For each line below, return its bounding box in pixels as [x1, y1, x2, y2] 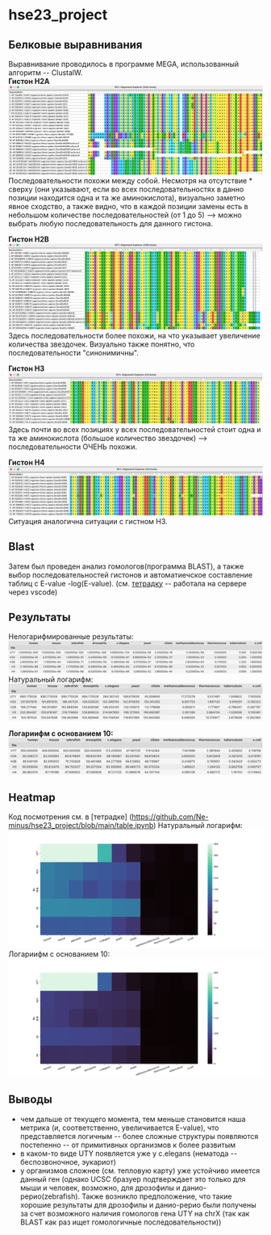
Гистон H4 [8, 458, 45, 468]
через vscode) [8, 587, 58, 597]
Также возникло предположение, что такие [81, 1191, 232, 1201]
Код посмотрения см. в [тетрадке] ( [8, 812, 132, 821]
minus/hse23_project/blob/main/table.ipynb [8, 821, 154, 830]
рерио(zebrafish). [19, 1191, 81, 1201]
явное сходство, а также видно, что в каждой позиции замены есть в [8, 201, 248, 211]
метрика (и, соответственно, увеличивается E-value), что [19, 1123, 219, 1132]
